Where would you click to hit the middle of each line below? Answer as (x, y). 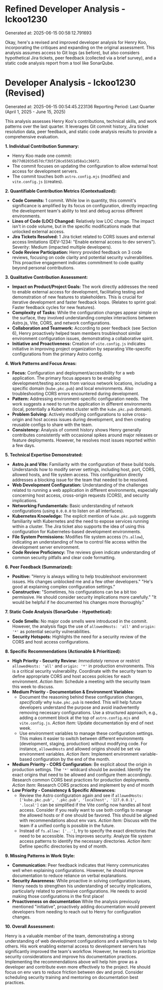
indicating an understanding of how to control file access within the (79, 542)
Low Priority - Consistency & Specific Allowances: (64, 790)
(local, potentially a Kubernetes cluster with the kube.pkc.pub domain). (82, 409)
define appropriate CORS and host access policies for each (71, 676)
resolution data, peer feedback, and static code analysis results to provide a (81, 131)
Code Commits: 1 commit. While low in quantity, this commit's (74, 200)
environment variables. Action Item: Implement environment (79, 754)
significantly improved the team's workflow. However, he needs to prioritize (81, 951)
